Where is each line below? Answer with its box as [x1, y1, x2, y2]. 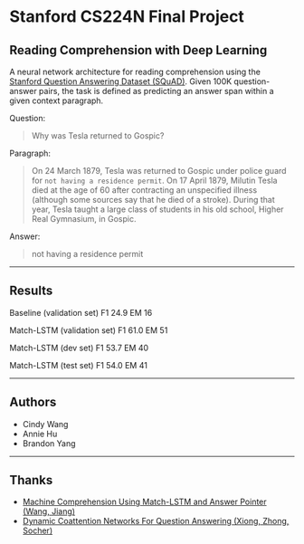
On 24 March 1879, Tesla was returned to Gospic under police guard [31, 166, 287, 176]
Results [9, 283, 53, 299]
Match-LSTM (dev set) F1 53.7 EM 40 [9, 342, 149, 353]
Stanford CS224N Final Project [9, 6, 244, 27]
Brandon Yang [22, 437, 76, 449]
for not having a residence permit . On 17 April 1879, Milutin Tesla [31, 175, 278, 186]
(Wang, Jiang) [22, 506, 75, 517]
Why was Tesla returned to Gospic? [31, 130, 165, 141]
